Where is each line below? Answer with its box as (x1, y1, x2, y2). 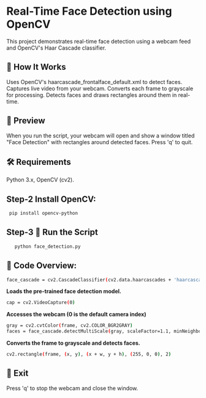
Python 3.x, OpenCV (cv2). (6, 176, 75, 183)
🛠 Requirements (6, 156, 72, 167)
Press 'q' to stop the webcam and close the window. (6, 385, 139, 392)
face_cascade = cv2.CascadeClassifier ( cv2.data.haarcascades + (6, 277, 172, 283)
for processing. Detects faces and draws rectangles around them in (6, 91, 177, 99)
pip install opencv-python (9, 210, 78, 216)
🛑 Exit (6, 368, 29, 378)
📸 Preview (6, 115, 45, 126)
